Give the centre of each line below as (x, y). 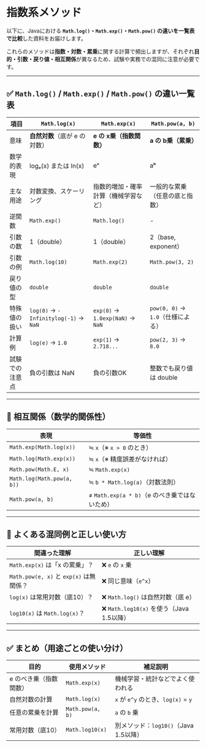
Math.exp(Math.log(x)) (42, 447)
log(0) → (43, 310)
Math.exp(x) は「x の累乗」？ (51, 565)
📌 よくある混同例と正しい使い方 (67, 534)
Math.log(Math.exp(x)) (42, 458)
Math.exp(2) (110, 262)
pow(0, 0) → (168, 308)
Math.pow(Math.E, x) (39, 469)
